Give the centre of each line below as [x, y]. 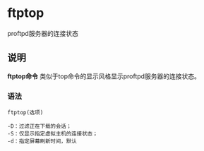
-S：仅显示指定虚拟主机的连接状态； [53, 134]
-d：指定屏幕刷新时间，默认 [42, 141]
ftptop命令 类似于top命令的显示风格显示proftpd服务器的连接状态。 [104, 76]
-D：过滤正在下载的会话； [40, 126]
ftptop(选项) [25, 113]
